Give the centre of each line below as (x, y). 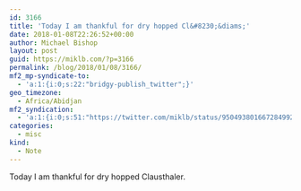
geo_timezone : (36, 92)
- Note (30, 151)
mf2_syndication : (42, 109)
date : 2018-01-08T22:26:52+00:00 (72, 34)
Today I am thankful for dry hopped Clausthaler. (98, 177)
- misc (30, 135)
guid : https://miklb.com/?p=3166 (72, 59)
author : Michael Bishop (54, 43)
